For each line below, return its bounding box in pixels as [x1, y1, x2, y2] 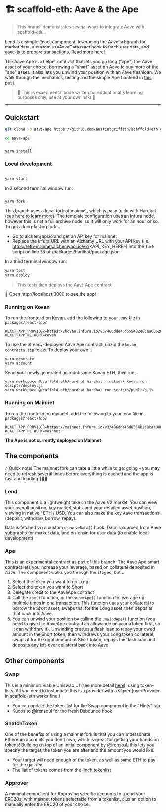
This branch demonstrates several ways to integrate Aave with [17, 23, 145, 30]
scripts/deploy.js [5, 383, 43, 388]
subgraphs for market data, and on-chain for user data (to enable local [5, 530, 149, 536]
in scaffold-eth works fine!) [5, 693, 61, 699]
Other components [5, 656, 65, 665]
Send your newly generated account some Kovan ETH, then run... [5, 370, 139, 376]
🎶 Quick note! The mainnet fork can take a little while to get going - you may [5, 465, 160, 471]
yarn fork [5, 199, 26, 204]
